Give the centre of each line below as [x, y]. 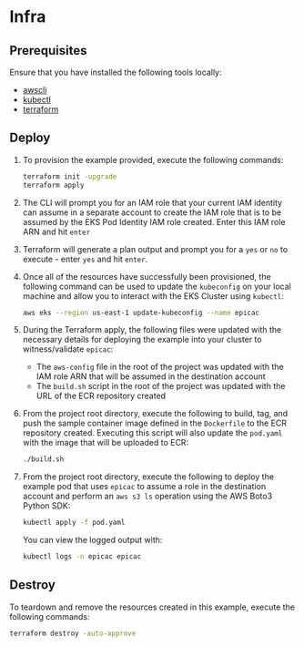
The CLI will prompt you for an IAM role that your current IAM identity [152, 202]
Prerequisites [48, 51]
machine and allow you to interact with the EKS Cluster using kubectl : [153, 296]
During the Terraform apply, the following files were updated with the [152, 330]
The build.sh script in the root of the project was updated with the [161, 386]
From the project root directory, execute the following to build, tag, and [155, 414]
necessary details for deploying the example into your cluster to [142, 340]
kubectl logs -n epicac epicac [82, 557]
